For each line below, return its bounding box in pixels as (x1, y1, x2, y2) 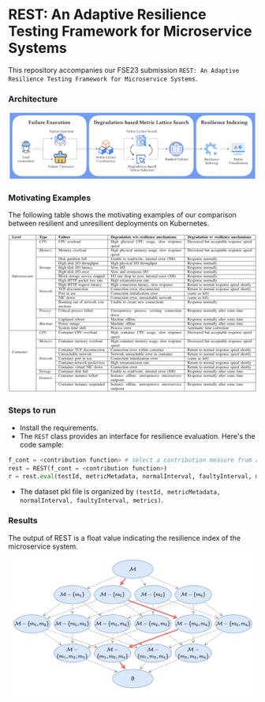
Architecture (8, 93, 58, 104)
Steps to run (8, 405, 57, 416)
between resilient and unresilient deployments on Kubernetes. (8, 219, 210, 228)
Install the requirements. (19, 423, 99, 432)
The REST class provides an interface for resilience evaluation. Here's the (19, 431, 256, 440)
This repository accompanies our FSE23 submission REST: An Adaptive (8, 65, 240, 74)
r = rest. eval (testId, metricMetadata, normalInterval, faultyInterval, (8, 473, 252, 481)
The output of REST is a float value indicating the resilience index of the (8, 533, 241, 542)
